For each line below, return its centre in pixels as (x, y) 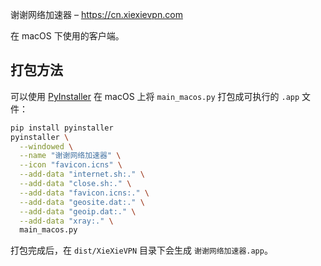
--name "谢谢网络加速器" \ (70, 156)
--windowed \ (46, 146)
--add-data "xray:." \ (66, 221)
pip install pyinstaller (62, 128)
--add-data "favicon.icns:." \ (84, 193)
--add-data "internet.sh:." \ (82, 174)
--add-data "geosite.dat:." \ (82, 202)
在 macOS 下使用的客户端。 (67, 36)
